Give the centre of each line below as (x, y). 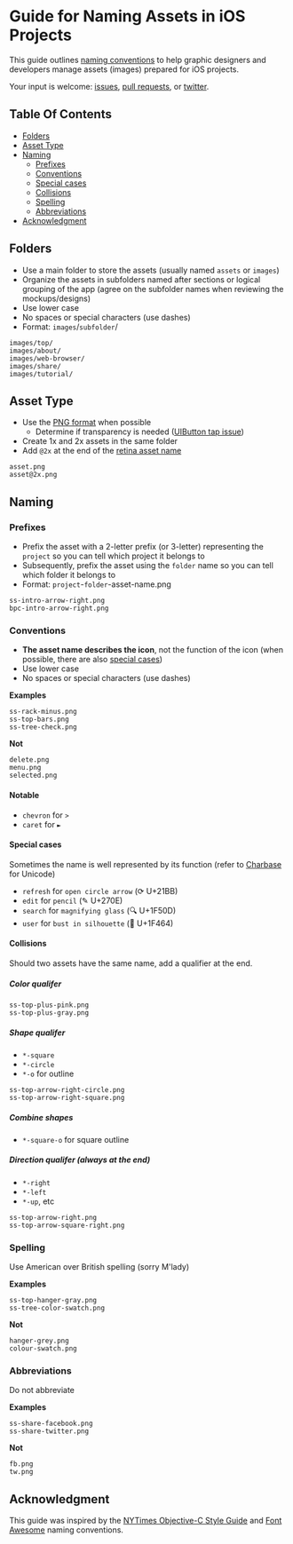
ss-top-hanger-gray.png (53, 1301)
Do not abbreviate (42, 1390)
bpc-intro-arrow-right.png (59, 609)
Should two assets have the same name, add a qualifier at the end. (131, 963)
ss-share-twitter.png (49, 1431)
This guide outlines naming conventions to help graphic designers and (138, 59)
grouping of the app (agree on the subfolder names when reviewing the (153, 289)
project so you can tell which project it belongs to (114, 556)
